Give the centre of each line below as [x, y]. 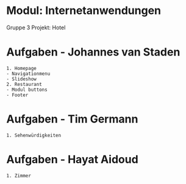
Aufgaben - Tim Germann [72, 119]
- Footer [17, 95]
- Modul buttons [27, 90]
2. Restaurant [24, 84]
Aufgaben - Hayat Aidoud [72, 160]
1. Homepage [21, 68]
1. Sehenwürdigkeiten [34, 135]
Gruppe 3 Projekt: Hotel [36, 27]
